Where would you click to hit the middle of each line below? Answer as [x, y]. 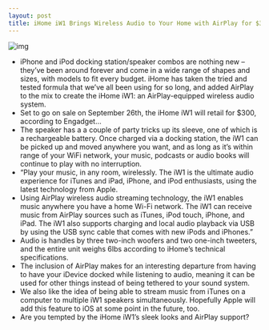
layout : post [30, 16]
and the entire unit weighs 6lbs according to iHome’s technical [122, 248]
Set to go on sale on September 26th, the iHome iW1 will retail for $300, [138, 112]
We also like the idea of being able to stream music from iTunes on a [132, 291]
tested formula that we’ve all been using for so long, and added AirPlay [137, 87]
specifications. [44, 257]
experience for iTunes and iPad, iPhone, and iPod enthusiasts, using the [139, 180]
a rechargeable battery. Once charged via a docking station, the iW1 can [139, 138]
